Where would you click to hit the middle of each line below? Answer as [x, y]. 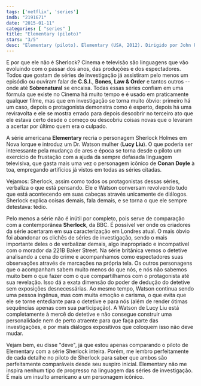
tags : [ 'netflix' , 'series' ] [42, 12]
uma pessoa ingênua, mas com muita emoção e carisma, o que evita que [96, 295]
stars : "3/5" [22, 40]
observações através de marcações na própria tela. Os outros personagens [99, 263]
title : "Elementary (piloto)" [44, 34]
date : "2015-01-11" [31, 23]
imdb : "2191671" [26, 17]
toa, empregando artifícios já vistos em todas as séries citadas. [84, 169]
